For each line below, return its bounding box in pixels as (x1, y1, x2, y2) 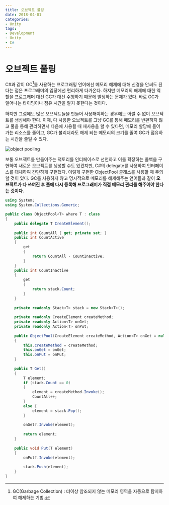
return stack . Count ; (32, 286, 75, 292)
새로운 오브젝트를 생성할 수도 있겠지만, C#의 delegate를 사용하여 (18, 163, 146, 169)
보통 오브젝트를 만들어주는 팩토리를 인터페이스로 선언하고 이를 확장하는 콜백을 (5, 157, 157, 163)
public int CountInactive (14, 268, 69, 273)
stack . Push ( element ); (23, 464, 69, 470)
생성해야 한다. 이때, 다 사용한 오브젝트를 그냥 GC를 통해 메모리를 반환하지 (14, 117, 158, 123)
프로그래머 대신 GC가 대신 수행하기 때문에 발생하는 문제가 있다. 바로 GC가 (14, 94, 159, 100)
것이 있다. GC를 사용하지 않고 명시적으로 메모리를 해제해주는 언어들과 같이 (10, 175, 155, 181)
